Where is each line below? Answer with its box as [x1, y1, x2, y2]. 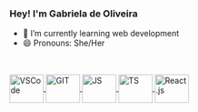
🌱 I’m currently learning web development [22, 28, 180, 39]
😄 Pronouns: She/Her [22, 37, 105, 48]
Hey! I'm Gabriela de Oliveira [9, 7, 138, 20]
